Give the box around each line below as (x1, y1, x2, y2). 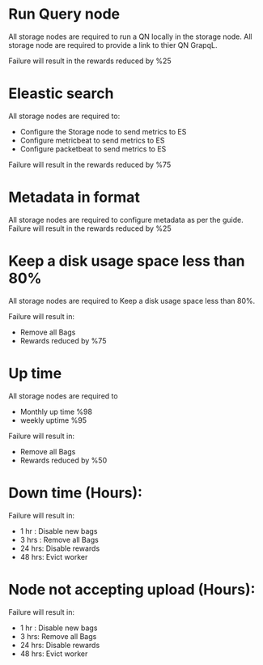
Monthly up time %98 (19, 407, 93, 416)
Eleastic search (8, 84, 114, 103)
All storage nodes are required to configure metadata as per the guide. (8, 215, 244, 224)
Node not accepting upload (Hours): (8, 580, 256, 599)
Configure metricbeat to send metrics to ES (19, 135, 165, 145)
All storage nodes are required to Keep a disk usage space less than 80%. (8, 296, 256, 305)
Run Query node (8, 5, 121, 23)
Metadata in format (8, 188, 140, 207)
